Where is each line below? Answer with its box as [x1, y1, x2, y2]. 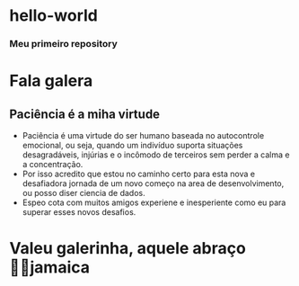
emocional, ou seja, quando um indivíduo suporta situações [22, 140, 243, 151]
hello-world [9, 5, 99, 26]
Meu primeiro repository [9, 38, 119, 50]
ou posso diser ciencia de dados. [22, 188, 145, 199]
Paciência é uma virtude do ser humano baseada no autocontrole [22, 130, 265, 141]
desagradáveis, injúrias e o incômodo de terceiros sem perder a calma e [22, 149, 290, 160]
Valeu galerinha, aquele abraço [9, 238, 247, 259]
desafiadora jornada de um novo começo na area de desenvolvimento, [22, 178, 285, 189]
